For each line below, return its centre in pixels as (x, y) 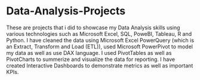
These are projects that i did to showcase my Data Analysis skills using (93, 27)
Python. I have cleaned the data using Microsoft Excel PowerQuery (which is (100, 40)
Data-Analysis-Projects (66, 11)
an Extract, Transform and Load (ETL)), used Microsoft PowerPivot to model (99, 47)
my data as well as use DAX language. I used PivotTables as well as (89, 53)
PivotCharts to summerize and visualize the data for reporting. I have (90, 59)
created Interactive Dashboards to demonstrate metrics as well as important (100, 65)
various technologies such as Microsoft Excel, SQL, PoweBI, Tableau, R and (99, 33)
